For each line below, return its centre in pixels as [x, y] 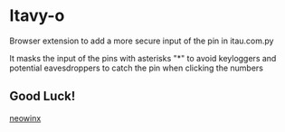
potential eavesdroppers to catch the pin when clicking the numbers [137, 68]
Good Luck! [43, 96]
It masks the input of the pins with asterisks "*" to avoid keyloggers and [143, 58]
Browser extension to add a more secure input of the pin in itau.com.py [142, 41]
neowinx [25, 118]
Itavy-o [37, 16]
